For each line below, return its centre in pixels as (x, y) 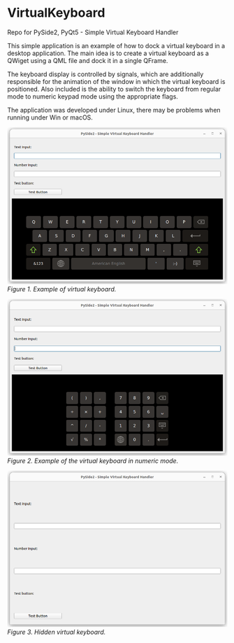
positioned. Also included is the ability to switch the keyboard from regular (114, 89)
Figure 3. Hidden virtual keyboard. (57, 632)
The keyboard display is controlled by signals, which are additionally (105, 74)
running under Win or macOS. (50, 117)
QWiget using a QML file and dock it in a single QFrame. (88, 60)
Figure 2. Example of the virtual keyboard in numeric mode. (93, 461)
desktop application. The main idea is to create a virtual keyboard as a (108, 53)
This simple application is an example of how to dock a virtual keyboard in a (116, 45)
